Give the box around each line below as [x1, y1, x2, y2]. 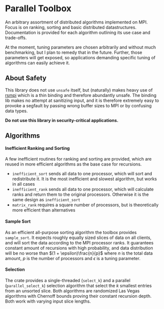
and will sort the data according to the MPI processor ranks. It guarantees [5, 239, 154, 245]
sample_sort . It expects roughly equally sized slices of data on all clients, [5, 235, 152, 240]
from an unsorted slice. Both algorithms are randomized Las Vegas [5, 287, 140, 294]
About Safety [5, 74, 47, 82]
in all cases [12, 181, 35, 187]
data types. [5, 108, 28, 114]
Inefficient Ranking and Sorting [5, 145, 70, 151]
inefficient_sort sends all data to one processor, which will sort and [12, 171, 153, 177]
